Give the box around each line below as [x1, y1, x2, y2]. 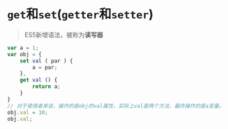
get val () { [20, 77, 58, 84]
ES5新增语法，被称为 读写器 [24, 31, 103, 39]
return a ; [32, 83, 61, 90]
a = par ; [32, 64, 58, 71]
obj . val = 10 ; [7, 109, 49, 116]
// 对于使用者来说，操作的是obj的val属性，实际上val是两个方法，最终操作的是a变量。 [7, 102, 225, 110]
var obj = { [7, 51, 42, 58]
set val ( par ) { [20, 57, 73, 64]
